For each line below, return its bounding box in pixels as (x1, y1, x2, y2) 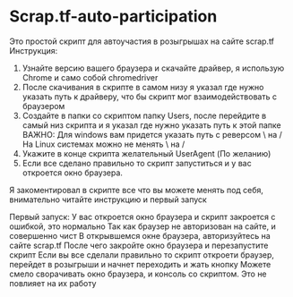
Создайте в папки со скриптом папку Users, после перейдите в (22, 110, 267, 121)
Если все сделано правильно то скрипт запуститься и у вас (22, 157, 253, 168)
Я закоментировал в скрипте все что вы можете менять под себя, (9, 184, 264, 195)
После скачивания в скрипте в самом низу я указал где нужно (22, 81, 264, 92)
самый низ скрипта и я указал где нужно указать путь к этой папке (22, 119, 282, 131)
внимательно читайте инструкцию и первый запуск (9, 194, 208, 205)
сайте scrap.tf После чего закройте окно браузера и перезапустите (9, 240, 269, 250)
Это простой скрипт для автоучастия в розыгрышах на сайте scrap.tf (9, 36, 275, 47)
